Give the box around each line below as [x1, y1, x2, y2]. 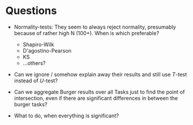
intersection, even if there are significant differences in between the [13, 95, 178, 102]
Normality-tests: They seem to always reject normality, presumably [13, 23, 177, 30]
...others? [22, 60, 46, 67]
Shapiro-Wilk [22, 41, 55, 48]
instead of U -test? [13, 77, 58, 84]
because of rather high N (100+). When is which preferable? [13, 29, 160, 36]
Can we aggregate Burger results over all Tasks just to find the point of [13, 88, 185, 95]
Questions [5, 4, 57, 18]
